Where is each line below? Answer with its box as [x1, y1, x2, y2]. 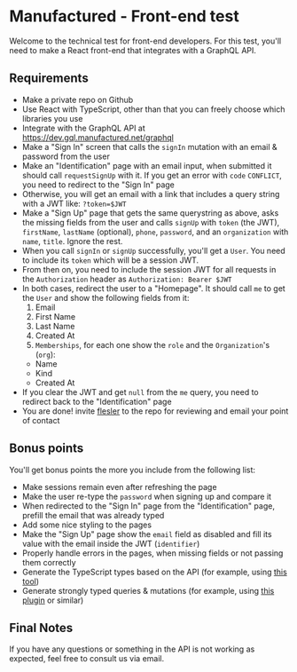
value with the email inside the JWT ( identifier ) [21, 538, 200, 549]
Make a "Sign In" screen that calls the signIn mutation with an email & [21, 141, 277, 152]
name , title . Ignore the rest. [21, 235, 123, 246]
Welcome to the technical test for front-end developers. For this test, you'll [9, 36, 282, 46]
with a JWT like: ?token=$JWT [21, 198, 127, 209]
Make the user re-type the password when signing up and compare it [21, 491, 272, 502]
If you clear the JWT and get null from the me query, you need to [21, 386, 259, 397]
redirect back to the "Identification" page [21, 396, 172, 407]
